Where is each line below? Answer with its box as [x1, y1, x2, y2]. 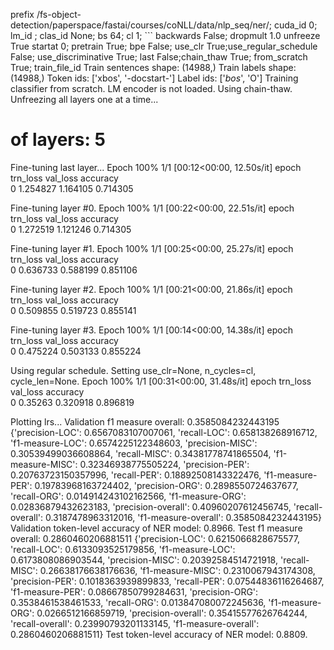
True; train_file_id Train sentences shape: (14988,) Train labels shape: [10, 62, 297, 73]
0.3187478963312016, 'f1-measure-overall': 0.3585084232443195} [44, 511, 322, 523]
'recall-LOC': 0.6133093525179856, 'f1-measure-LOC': [10, 543, 236, 555]
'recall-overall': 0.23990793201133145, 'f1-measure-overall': [10, 617, 260, 629]
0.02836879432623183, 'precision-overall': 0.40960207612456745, [10, 500, 292, 513]
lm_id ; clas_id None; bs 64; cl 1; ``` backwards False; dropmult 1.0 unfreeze [10, 30, 321, 41]
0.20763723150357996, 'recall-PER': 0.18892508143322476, [10, 469, 262, 481]
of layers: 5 [10, 129, 106, 151]
